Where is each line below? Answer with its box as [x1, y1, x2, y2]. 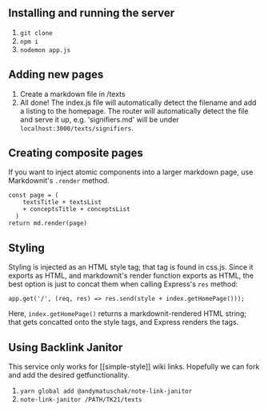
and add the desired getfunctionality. [8, 370, 130, 380]
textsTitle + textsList [22, 198, 102, 206]
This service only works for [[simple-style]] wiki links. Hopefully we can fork [8, 362, 260, 371]
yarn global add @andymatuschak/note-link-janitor [19, 387, 193, 395]
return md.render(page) [8, 219, 88, 227]
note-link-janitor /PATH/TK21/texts [19, 396, 142, 404]
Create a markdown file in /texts [19, 89, 126, 98]
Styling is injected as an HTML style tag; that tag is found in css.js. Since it [8, 262, 254, 272]
